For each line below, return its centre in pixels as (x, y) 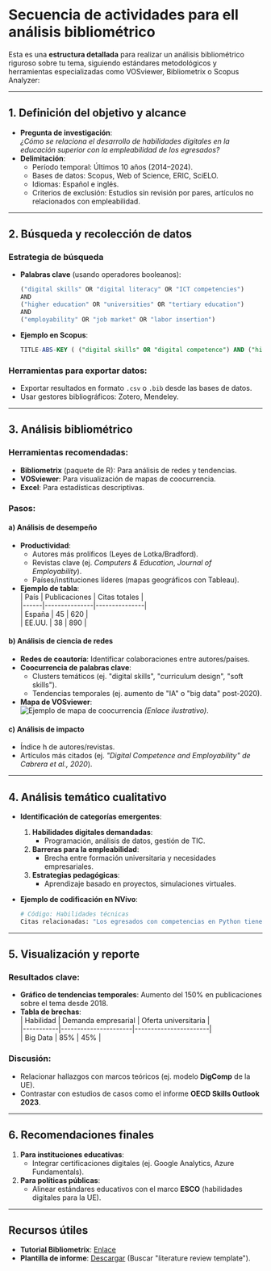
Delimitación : (43, 158)
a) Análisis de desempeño (53, 527)
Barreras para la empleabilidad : (85, 849)
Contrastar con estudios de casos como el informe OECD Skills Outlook (140, 1093)
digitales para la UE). (67, 1198)
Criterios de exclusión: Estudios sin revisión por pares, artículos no (143, 192)
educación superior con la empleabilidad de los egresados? (120, 149)
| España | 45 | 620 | (54, 614)
